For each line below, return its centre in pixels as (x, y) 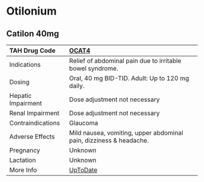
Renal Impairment (34, 113)
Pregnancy (25, 150)
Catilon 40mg (33, 34)
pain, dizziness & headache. (109, 140)
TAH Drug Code (32, 51)
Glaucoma (83, 123)
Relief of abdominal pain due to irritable (125, 61)
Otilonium (32, 11)
